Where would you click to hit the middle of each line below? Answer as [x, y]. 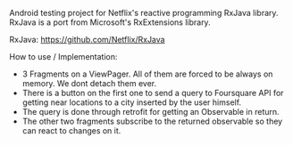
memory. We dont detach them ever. [89, 83]
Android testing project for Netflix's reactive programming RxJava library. [144, 13]
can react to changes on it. [71, 131]
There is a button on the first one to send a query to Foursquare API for [153, 93]
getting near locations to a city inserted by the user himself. [132, 102]
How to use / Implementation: [63, 56]
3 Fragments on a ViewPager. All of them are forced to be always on [147, 74]
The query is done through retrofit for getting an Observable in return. [151, 112]
